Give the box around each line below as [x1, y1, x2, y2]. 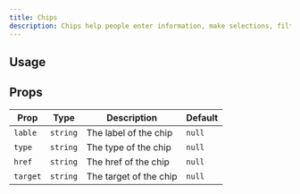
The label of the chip [86, 126, 173, 139]
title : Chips [9, 13, 58, 22]
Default [186, 111, 219, 123]
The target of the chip [86, 170, 178, 182]
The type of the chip [86, 140, 171, 153]
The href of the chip [86, 156, 170, 168]
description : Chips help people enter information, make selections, [9, 21, 274, 30]
